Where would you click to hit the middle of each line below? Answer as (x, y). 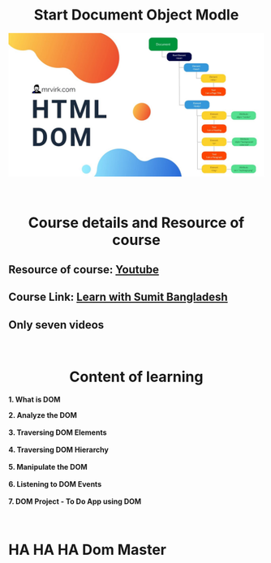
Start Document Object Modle (136, 15)
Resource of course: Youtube (84, 270)
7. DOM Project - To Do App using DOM (75, 501)
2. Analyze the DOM (43, 415)
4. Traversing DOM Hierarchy (59, 450)
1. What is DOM (34, 400)
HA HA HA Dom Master (88, 550)
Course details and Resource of (136, 223)
